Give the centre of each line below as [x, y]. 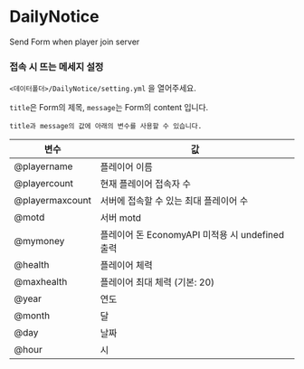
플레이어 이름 [127, 167]
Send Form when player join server [75, 42]
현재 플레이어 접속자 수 [146, 184]
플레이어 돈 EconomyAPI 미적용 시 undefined [192, 235]
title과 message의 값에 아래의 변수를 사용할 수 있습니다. [106, 127]
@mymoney [39, 241]
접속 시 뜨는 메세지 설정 [57, 67]
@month [32, 316]
